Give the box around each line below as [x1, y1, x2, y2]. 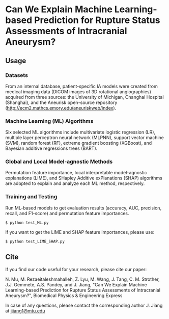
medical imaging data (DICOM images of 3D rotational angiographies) [5, 88, 152, 95]
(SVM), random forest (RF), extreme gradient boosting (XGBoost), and [5, 140, 152, 146]
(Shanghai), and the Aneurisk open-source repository [5, 99, 118, 105]
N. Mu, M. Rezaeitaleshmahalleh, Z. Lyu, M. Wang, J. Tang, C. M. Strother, [5, 276, 160, 282]
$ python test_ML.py [5, 220, 49, 225]
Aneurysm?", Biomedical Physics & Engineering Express [5, 292, 123, 299]
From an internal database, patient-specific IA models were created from [5, 83, 158, 89]
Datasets [5, 71, 28, 78]
